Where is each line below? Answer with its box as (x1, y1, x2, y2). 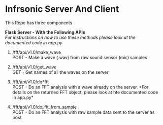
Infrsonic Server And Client (5, 3, 119, 15)
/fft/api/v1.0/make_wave (12, 49, 61, 55)
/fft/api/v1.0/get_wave (12, 64, 57, 70)
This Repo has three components (5, 20, 72, 26)
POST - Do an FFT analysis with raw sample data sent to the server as (12, 109, 155, 115)
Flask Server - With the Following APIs (5, 29, 85, 35)
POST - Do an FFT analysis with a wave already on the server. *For (12, 84, 149, 90)
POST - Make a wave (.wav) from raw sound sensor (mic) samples (12, 54, 148, 60)
